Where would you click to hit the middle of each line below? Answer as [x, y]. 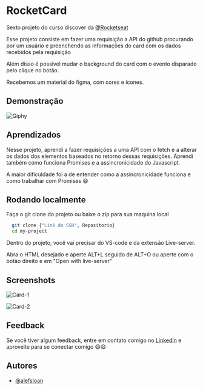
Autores [22, 366]
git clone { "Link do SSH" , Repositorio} [63, 225]
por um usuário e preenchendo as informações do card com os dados [94, 46]
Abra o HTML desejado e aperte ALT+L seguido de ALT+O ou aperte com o [100, 255]
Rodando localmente [46, 200]
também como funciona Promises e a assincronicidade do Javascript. [93, 162]
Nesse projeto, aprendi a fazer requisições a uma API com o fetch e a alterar [101, 149]
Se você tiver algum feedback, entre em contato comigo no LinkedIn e [94, 340]
